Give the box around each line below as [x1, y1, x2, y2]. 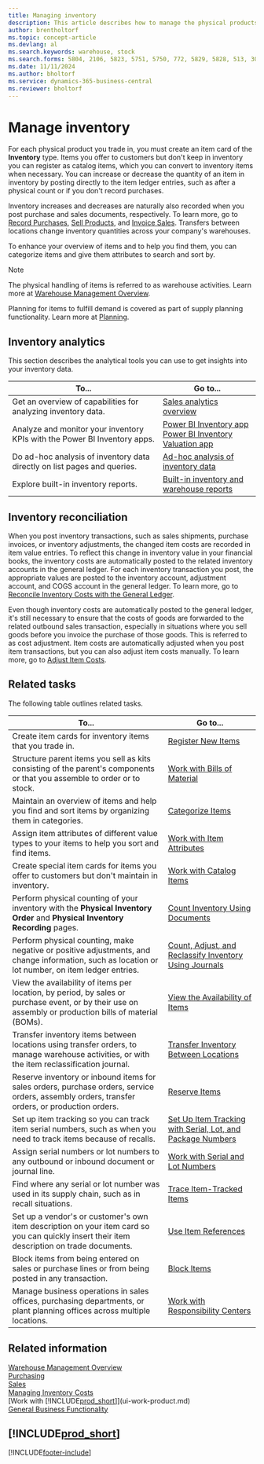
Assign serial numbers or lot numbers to [12, 1146, 159, 1157]
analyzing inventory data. [12, 406, 105, 417]
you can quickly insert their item [12, 1231, 130, 1242]
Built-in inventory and [162, 474, 244, 485]
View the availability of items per [12, 977, 132, 988]
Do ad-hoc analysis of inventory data [12, 451, 151, 462]
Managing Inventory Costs [8, 1388, 94, 1397]
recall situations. [12, 1198, 73, 1209]
